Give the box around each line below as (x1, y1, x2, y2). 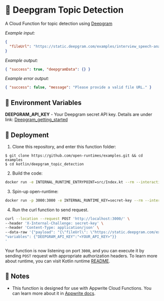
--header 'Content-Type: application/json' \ (5, 225, 99, 230)
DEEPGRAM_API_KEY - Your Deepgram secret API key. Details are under (5, 112, 152, 118)
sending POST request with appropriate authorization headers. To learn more (5, 253, 158, 259)
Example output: (5, 57, 38, 63)
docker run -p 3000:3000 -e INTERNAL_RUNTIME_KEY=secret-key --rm (5, 198, 143, 203)
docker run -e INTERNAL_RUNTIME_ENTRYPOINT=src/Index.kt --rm (5, 180, 134, 184)
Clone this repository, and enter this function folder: (12, 143, 116, 149)
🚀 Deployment (5, 131, 49, 139)
